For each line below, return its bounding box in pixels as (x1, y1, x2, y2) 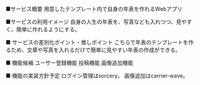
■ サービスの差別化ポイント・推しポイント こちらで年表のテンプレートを (5, 39, 188, 46)
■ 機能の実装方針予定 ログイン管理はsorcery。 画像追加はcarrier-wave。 (5, 72, 188, 79)
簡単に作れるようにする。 (16, 26, 81, 33)
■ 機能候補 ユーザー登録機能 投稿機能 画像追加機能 (5, 59, 134, 66)
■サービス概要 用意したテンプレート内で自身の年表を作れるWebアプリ (5, 5, 183, 12)
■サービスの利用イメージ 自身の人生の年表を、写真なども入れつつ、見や (5, 18, 187, 25)
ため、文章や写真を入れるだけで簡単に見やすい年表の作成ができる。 (10, 46, 181, 53)
